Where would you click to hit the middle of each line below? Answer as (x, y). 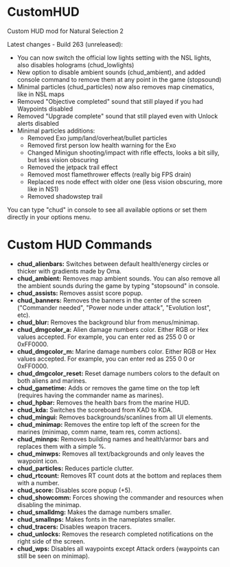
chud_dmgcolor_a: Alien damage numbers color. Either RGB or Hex (113, 329)
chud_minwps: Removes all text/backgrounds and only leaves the (111, 454)
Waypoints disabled (45, 109)
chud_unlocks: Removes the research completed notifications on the (115, 534)
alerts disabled (38, 123)
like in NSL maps (41, 94)
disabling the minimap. (49, 504)
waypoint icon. (38, 460)
